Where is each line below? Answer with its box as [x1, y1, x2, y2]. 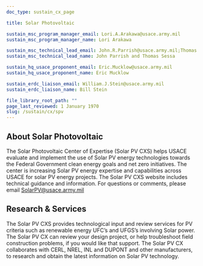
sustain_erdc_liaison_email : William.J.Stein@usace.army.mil [6, 80, 165, 87]
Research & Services [6, 204, 87, 214]
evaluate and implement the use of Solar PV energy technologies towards [6, 153, 190, 161]
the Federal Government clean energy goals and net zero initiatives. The [6, 160, 187, 167]
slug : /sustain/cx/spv [6, 109, 64, 115]
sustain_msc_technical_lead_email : [6, 47, 97, 54]
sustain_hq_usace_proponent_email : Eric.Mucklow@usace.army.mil [6, 65, 173, 71]
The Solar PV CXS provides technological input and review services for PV [6, 220, 193, 227]
